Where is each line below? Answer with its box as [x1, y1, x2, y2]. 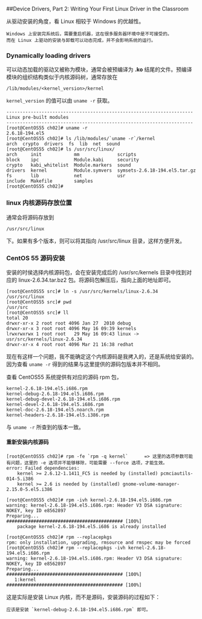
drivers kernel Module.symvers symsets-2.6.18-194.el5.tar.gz [6, 167, 197, 174]
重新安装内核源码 [6, 438, 49, 445]
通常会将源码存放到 [6, 214, 54, 221]
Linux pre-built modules [6, 115, 69, 121]
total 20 [6, 315, 28, 321]
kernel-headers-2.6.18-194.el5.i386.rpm [6, 412, 110, 418]
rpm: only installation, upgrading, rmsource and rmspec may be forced [6, 540, 191, 546]
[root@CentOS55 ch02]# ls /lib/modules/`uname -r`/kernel [6, 136, 155, 142]
